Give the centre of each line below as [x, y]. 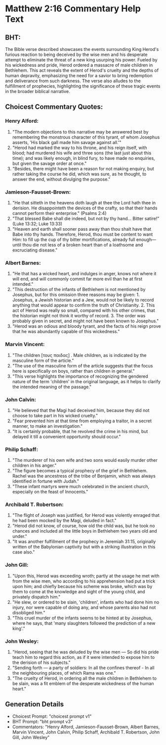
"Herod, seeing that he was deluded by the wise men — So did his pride [85, 652]
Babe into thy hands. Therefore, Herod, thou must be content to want [83, 234]
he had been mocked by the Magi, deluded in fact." [64, 521]
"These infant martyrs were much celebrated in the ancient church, [81, 487]
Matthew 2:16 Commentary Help [73, 9]
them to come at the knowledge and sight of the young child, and [79, 592]
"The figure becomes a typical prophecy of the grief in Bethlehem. [80, 471]
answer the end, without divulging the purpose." [61, 179]
